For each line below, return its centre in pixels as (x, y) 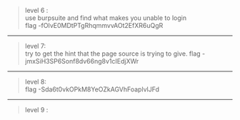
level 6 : (36, 10)
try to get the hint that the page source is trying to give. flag (113, 54)
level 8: (35, 82)
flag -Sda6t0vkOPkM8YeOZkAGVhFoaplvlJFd (92, 89)
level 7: (35, 46)
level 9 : (36, 110)
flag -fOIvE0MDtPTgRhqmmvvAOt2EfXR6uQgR (94, 25)
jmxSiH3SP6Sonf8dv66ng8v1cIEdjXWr (82, 61)
